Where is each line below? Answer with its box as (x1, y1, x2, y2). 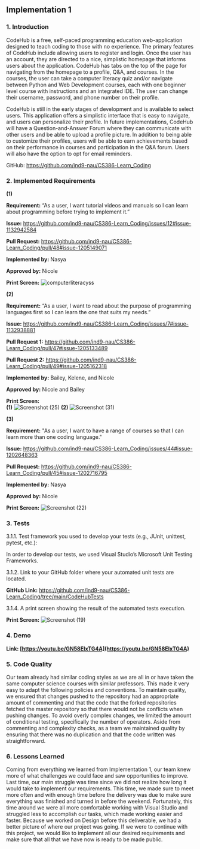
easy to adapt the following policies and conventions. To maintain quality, (6, 686, 186, 693)
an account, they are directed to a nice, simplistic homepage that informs (6, 55, 186, 62)
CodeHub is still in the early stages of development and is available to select (6, 105, 194, 113)
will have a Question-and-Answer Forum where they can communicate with (6, 124, 192, 131)
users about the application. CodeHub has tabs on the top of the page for (6, 62, 187, 69)
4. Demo (6, 631, 31, 640)
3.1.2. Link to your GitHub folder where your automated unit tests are (6, 569, 174, 576)
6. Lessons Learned (6, 752, 64, 760)
